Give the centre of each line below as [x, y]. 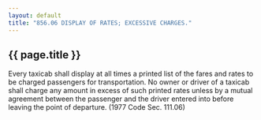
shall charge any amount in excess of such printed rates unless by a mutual [130, 91]
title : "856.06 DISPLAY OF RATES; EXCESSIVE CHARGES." [100, 23]
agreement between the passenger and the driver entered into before [121, 99]
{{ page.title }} [45, 55]
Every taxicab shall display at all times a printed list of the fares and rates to [131, 74]
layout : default [35, 15]
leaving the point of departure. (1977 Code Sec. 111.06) [97, 107]
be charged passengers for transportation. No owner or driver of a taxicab [129, 82]
